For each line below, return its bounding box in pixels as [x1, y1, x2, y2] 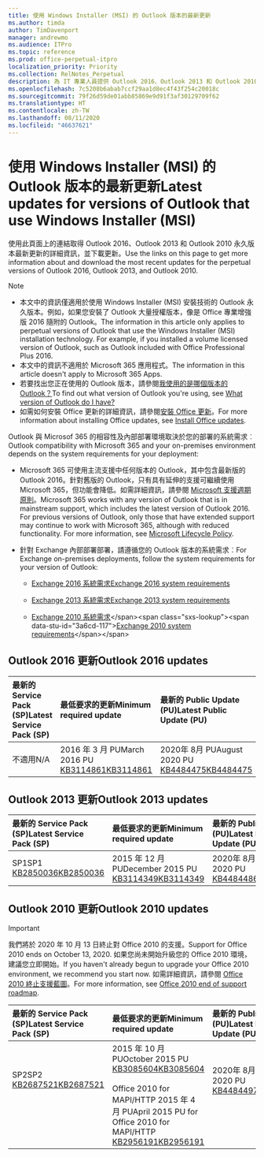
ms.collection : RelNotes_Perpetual [8, 70, 125, 78]
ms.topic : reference [8, 48, 76, 56]
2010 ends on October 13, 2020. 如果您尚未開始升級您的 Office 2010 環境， [8, 950, 251, 959]
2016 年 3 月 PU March [60, 744, 145, 755]
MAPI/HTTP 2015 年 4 [112, 1095, 196, 1106]
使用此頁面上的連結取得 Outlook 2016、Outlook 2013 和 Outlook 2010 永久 [8, 238, 248, 248]
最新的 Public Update [159, 694, 240, 705]
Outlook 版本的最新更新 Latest [8, 177, 203, 195]
